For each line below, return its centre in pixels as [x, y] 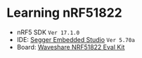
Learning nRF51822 [64, 13]
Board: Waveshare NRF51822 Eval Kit [71, 47]
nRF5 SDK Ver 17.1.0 [48, 32]
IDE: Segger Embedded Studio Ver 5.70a [76, 39]
